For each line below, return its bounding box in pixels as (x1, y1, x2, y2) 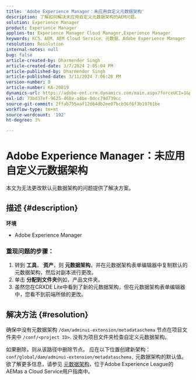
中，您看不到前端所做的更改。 (14, 291, 86, 298)
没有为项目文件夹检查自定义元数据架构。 (72, 333, 170, 340)
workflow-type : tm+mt (6, 106, 59, 112)
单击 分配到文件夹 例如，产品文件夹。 (14, 276, 103, 284)
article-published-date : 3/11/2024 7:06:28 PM (6, 74, 121, 80)
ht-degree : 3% (6, 118, 41, 123)
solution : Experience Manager (6, 19, 80, 25)
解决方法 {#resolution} (6, 309, 89, 319)
